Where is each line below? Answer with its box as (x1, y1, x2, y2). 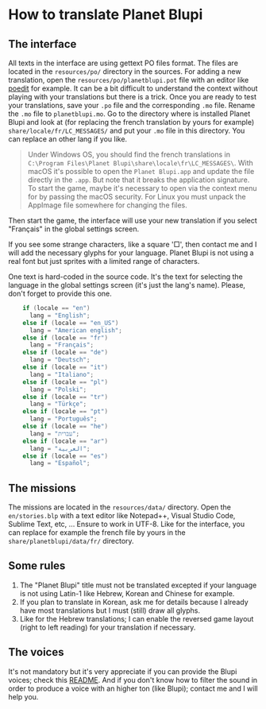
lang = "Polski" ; (29, 385, 87, 393)
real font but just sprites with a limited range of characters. (8, 257, 200, 265)
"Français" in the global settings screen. (8, 224, 140, 234)
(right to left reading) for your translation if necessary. (19, 622, 196, 632)
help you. (8, 692, 39, 701)
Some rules (8, 559, 66, 573)
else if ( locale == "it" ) (22, 363, 109, 371)
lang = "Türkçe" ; (29, 400, 87, 409)
